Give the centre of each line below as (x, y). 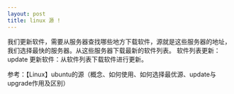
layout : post (27, 14)
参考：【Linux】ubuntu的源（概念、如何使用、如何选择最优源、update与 (112, 74)
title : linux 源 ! (34, 20)
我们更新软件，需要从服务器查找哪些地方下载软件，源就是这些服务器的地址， (119, 41)
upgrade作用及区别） (38, 83)
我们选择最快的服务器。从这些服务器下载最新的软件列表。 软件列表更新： (114, 50)
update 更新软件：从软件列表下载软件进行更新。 (77, 59)
